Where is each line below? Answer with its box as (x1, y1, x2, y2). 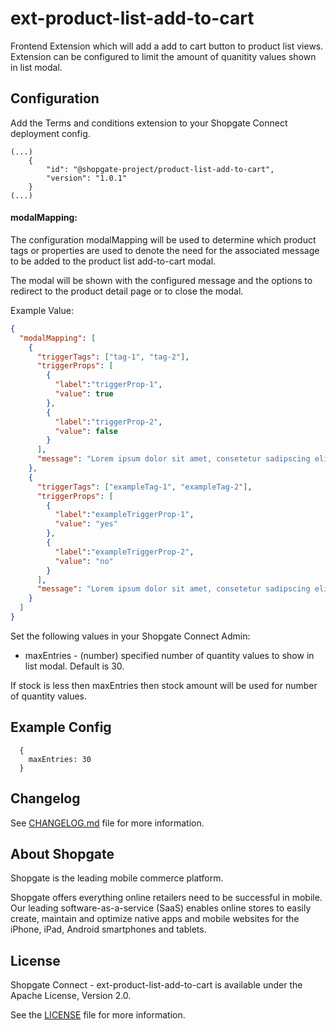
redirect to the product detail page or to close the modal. (10, 285, 244, 297)
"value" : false (54, 426, 118, 436)
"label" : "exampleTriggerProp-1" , (54, 510, 195, 520)
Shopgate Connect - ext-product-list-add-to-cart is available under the (10, 979, 303, 991)
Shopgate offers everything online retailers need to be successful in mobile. (10, 892, 323, 904)
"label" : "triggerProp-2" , (54, 417, 163, 427)
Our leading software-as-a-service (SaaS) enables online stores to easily (10, 902, 312, 914)
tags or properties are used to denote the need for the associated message (10, 244, 320, 256)
